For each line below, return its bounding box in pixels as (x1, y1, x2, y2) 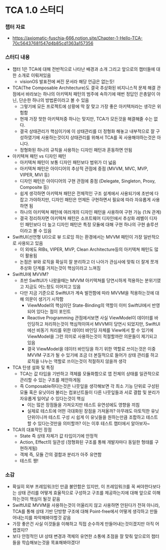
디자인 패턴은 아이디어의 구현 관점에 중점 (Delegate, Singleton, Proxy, (19, 178, 156, 184)
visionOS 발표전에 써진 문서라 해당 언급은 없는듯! (19, 78, 115, 85)
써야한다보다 (136, 483, 161, 490)
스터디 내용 (5, 54, 30, 61)
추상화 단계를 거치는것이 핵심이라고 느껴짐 (19, 265, 101, 271)
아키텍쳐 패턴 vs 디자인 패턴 (12, 153, 66, 159)
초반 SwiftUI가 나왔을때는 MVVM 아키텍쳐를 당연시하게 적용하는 (19, 277, 144, 283)
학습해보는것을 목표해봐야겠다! (21, 540, 80, 546)
